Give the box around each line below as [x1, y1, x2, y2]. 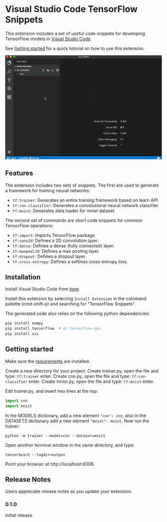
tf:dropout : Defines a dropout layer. [12, 253, 86, 259]
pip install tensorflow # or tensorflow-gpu [5, 326, 101, 331]
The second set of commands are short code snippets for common [5, 217, 143, 223]
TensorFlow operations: [5, 223, 54, 228]
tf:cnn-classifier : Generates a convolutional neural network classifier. [12, 202, 160, 208]
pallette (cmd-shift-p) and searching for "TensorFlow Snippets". [5, 301, 136, 307]
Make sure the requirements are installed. [5, 358, 90, 364]
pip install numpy [5, 321, 43, 326]
